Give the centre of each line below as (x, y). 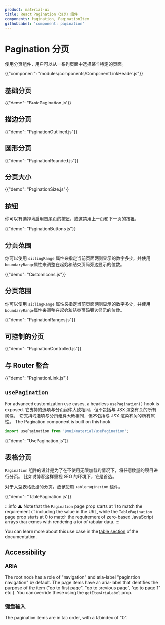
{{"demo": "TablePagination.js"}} (38, 497)
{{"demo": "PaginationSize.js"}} (37, 189)
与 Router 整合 (27, 365)
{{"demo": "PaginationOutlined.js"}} (41, 132)
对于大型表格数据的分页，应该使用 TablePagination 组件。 (64, 487)
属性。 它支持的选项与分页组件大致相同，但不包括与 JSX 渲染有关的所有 (78, 416)
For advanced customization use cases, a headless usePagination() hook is (82, 404)
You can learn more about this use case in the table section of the (72, 531)
